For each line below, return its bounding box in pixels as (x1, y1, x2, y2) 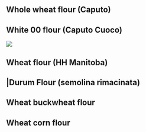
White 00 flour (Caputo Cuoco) (6, 25, 123, 35)
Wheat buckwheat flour (6, 98, 96, 108)
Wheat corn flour (6, 118, 70, 128)
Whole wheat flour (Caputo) (6, 5, 111, 15)
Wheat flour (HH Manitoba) (6, 57, 108, 67)
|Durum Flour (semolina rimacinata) (6, 77, 141, 88)
